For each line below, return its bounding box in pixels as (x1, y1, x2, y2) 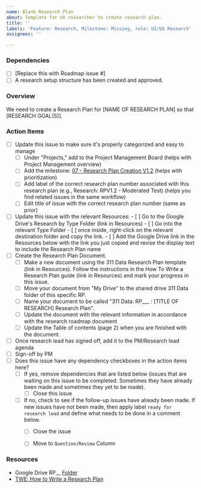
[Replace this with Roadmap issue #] (14, 70, 106, 77)
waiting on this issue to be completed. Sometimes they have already (23, 377, 193, 385)
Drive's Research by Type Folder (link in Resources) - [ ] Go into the (14, 220, 182, 227)
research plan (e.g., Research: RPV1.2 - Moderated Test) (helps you (23, 187, 191, 194)
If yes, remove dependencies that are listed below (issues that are (23, 370, 187, 377)
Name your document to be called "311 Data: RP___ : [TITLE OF (23, 297, 179, 305)
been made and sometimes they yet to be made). (23, 383, 146, 391)
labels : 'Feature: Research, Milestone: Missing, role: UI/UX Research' (6, 25, 192, 32)
